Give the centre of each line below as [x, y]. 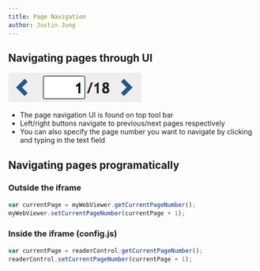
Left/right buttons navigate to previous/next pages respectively [122, 123]
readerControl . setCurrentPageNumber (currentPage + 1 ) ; [100, 259]
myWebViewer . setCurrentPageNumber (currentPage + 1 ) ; [97, 213]
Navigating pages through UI [80, 58]
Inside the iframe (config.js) [63, 233]
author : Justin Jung [42, 25]
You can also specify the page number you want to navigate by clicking [136, 132]
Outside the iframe [45, 187]
